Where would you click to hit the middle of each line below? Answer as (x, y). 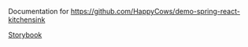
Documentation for (39, 11)
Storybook (25, 35)
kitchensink (27, 20)
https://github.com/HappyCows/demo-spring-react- (155, 11)
